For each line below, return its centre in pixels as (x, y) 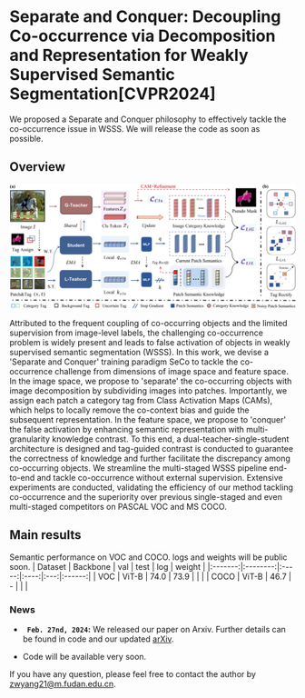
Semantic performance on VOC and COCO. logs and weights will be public (148, 557)
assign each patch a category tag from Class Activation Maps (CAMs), (141, 400)
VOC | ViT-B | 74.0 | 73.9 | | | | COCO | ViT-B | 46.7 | (195, 576)
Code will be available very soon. (84, 656)
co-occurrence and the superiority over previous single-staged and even (146, 496)
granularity (30, 439)
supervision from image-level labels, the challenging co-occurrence (136, 333)
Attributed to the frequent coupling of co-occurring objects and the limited (148, 323)
